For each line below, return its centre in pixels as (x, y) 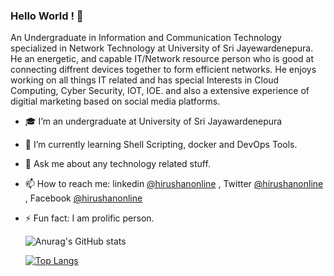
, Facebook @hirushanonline (83, 198)
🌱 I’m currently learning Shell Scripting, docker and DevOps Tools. (161, 145)
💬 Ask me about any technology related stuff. (117, 164)
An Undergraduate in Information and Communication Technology (146, 38)
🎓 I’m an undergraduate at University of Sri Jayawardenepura (153, 121)
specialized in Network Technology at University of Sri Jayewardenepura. (162, 48)
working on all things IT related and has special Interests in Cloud (145, 80)
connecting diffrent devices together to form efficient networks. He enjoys (163, 70)
